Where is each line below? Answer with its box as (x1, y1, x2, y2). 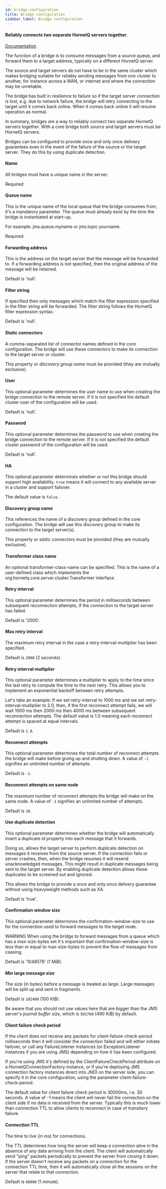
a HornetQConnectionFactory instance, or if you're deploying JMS (5, 1064, 140, 1070)
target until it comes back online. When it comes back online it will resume (5, 103, 157, 109)
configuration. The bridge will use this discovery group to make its (5, 522, 140, 528)
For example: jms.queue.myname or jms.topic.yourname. (5, 223, 121, 229)
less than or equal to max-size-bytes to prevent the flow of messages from (5, 944, 158, 950)
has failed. (5, 608, 26, 614)
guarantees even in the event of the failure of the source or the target (5, 143, 146, 149)
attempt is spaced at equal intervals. (5, 718, 79, 724)
